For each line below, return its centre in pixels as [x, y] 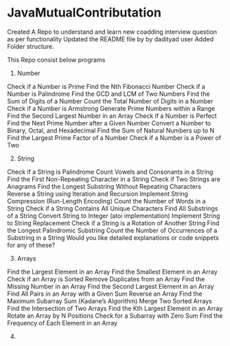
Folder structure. [31, 46]
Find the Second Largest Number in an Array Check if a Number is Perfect [112, 116]
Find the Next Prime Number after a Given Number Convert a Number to [109, 123]
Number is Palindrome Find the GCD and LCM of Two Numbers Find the [109, 94]
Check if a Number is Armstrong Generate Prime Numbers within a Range [111, 108]
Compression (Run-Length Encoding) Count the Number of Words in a [106, 201]
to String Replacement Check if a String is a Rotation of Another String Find [113, 223]
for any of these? [31, 245]
